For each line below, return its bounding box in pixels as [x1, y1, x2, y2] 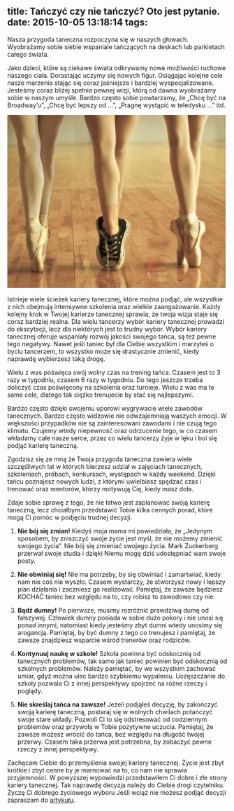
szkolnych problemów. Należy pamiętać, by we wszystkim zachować [17, 664, 217, 672]
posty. [17, 557, 36, 565]
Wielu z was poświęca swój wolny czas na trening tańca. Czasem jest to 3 [7, 368, 221, 376]
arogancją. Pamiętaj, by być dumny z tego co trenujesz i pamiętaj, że [17, 628, 216, 636]
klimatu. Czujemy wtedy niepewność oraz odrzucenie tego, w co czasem [7, 426, 218, 435]
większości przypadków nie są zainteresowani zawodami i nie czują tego [7, 418, 217, 427]
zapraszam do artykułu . [7, 796, 75, 804]
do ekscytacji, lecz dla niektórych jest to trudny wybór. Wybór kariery [7, 325, 207, 333]
